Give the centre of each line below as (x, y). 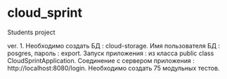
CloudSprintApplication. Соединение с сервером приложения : (101, 60)
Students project (31, 32)
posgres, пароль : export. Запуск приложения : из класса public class (111, 53)
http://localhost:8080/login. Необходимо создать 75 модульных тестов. (113, 68)
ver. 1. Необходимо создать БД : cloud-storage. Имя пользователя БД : (113, 45)
